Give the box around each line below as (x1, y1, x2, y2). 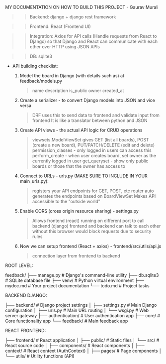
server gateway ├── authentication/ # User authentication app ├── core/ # (5, 313, 161, 318)
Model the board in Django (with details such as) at (19, 73, 125, 79)
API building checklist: (12, 63, 58, 69)
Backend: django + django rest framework (29, 14, 116, 19)
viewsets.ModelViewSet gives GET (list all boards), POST (32, 137, 149, 142)
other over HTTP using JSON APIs (29, 44, 100, 49)
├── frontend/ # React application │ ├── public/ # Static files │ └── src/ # (5, 337, 160, 343)
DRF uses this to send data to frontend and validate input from (32, 112, 160, 118)
